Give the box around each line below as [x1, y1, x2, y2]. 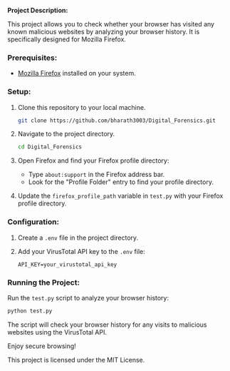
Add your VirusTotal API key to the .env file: [17, 247, 145, 255]
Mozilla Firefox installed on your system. [17, 69, 137, 78]
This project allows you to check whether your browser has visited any [7, 20, 215, 28]
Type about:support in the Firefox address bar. [28, 171, 165, 179]
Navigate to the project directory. [17, 130, 115, 138]
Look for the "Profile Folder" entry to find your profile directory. [28, 178, 214, 186]
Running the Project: [7, 278, 80, 288]
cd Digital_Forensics [17, 143, 82, 151]
